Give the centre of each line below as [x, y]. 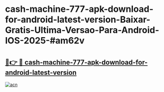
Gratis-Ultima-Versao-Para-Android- [82, 30]
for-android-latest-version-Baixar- [78, 20]
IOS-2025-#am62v [45, 41]
